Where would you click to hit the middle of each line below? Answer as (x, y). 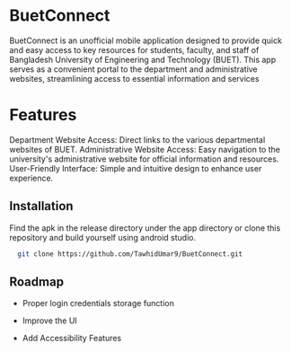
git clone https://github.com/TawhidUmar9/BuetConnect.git (130, 254)
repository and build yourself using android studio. (102, 237)
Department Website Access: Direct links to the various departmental (137, 139)
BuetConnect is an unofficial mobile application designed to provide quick (146, 40)
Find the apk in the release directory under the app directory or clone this (145, 228)
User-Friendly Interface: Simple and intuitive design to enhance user (136, 168)
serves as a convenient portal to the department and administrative (133, 69)
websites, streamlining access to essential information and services (134, 78)
